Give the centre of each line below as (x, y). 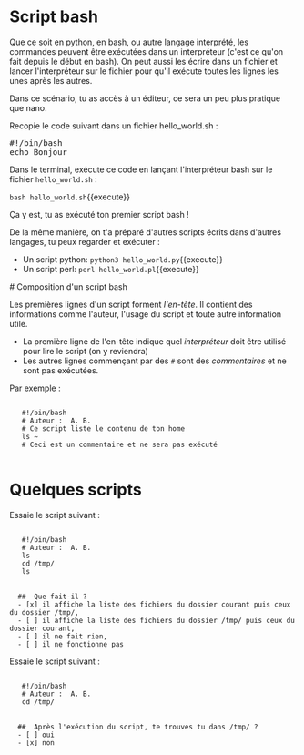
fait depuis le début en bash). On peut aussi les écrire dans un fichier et (143, 61)
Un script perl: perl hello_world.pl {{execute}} (111, 269)
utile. (19, 323)
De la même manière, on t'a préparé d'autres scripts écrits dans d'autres (146, 232)
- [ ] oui (36, 735)
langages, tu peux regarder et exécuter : (85, 241)
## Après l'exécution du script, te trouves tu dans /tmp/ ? (138, 727)
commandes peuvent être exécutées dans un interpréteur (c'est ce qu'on (147, 51)
